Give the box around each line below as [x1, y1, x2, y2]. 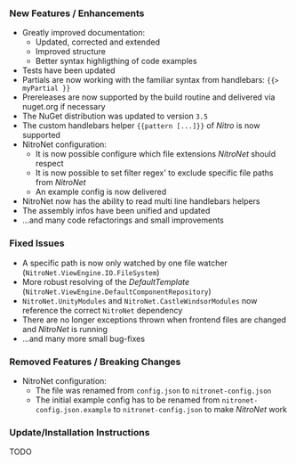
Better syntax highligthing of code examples [35, 56, 197, 67]
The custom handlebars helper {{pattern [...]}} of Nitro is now [21, 120, 260, 131]
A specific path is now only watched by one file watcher [21, 257, 228, 268]
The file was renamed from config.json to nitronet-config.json [35, 385, 272, 395]
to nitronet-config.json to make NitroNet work [113, 403, 287, 414]
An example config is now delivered [35, 186, 167, 198]
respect [35, 159, 64, 169]
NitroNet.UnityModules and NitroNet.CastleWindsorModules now [21, 295, 258, 305]
